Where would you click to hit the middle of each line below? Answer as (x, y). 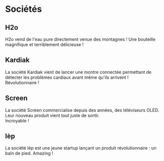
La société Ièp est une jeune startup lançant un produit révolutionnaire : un (81, 148)
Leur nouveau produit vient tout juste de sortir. (52, 115)
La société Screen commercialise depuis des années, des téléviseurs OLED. (82, 110)
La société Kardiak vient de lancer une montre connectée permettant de (78, 72)
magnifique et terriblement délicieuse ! (44, 45)
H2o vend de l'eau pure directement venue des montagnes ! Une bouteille (80, 39)
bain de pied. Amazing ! (29, 153)
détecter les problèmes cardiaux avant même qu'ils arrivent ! (67, 77)
